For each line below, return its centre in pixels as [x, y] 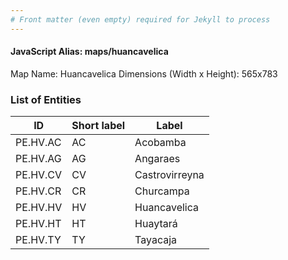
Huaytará [156, 224]
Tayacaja [156, 240]
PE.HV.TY [38, 240]
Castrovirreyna [169, 175]
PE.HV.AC [38, 143]
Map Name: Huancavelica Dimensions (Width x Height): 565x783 [144, 73]
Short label [98, 126]
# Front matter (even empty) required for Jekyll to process [140, 19]
